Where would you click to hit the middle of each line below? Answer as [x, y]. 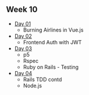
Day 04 [23, 73]
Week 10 [22, 10]
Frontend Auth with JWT [52, 42]
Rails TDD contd [42, 79]
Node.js [33, 85]
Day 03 [23, 48]
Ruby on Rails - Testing [51, 67]
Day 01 [22, 23]
